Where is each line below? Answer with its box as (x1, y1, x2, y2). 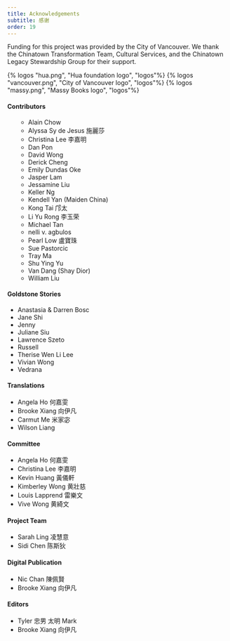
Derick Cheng (27, 157, 68, 166)
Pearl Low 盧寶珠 (27, 236, 77, 245)
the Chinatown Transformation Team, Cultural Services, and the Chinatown (7, 50, 224, 58)
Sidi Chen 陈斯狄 (17, 542, 66, 550)
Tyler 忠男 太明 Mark (17, 616, 77, 625)
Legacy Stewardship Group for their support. (7, 58, 137, 66)
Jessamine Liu (27, 180, 70, 188)
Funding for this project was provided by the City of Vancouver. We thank (7, 43, 219, 51)
